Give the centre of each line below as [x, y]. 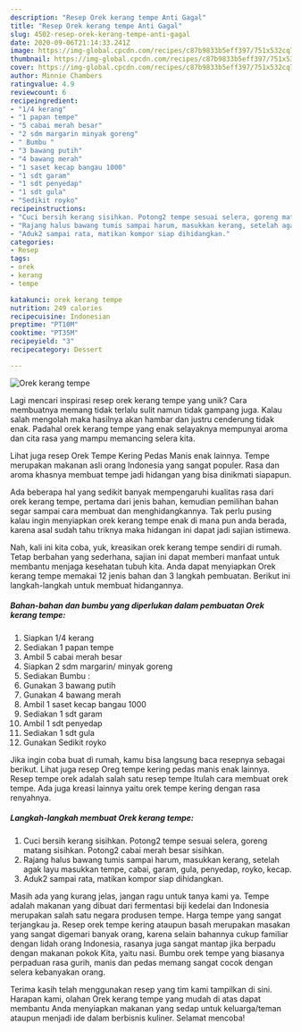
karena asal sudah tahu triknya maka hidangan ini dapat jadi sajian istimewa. [150, 529]
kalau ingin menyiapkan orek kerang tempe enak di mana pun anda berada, [148, 520]
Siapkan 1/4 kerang [59, 638]
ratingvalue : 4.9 [42, 84]
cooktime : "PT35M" [44, 333]
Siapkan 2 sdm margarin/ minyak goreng [98, 666]
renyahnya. [31, 798]
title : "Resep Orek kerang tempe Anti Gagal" [96, 26]
